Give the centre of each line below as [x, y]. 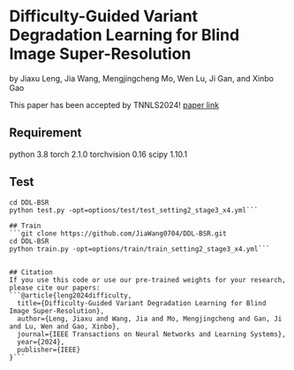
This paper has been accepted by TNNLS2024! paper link [114, 104]
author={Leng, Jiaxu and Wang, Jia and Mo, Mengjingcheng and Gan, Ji [150, 319]
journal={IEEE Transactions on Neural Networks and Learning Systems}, [152, 334]
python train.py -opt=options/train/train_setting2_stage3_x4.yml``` [140, 249]
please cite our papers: [55, 288]
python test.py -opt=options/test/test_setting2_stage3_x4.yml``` [134, 210]
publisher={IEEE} [49, 350]
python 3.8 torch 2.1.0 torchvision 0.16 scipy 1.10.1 [98, 154]
